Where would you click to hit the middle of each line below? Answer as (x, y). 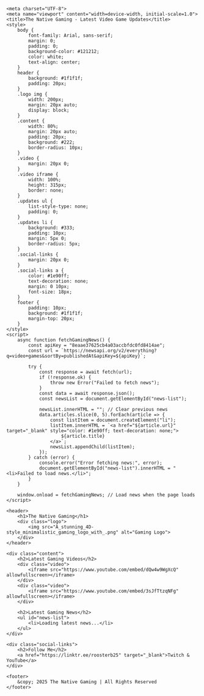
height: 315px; (48, 185)
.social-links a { (41, 270)
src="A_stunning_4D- (68, 527)
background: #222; (52, 142)
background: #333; (52, 228)
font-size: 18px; (50, 292)
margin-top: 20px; (52, 319)
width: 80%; (44, 126)
